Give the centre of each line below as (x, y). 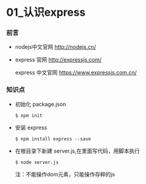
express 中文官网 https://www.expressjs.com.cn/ (76, 72)
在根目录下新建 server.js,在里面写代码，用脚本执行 (77, 151)
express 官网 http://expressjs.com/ (58, 60)
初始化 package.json (40, 104)
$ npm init (29, 115)
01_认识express (46, 12)
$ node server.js (37, 162)
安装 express (31, 127)
